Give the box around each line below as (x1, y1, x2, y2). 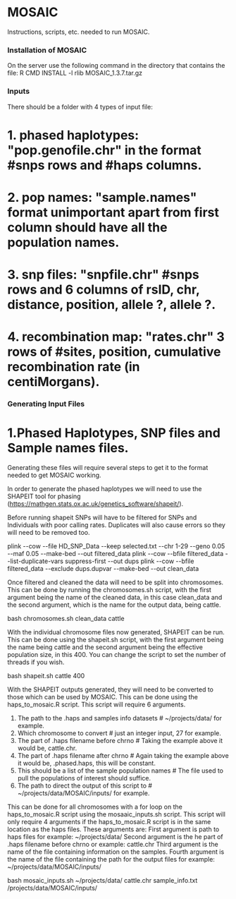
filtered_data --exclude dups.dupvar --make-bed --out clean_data (7, 565, 199, 573)
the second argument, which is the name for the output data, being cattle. (7, 601, 221, 609)
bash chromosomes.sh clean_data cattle (7, 615, 125, 623)
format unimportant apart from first (7, 204, 220, 220)
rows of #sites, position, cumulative (7, 344, 221, 360)
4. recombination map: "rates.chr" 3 (7, 329, 225, 345)
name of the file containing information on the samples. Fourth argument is (7, 847, 225, 856)
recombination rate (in (7, 359, 140, 375)
